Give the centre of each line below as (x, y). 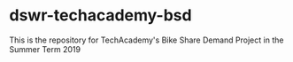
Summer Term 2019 (45, 49)
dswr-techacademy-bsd (100, 15)
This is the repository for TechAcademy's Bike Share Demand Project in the (146, 40)
